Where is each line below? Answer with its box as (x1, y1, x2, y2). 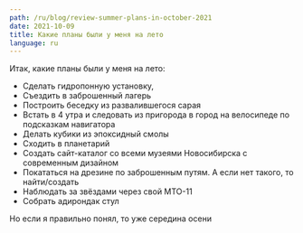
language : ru (9, 38, 59, 48)
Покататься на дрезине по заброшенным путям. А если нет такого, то (22, 167, 294, 178)
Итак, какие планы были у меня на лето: (9, 63, 166, 74)
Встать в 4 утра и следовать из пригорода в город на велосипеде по (22, 109, 290, 120)
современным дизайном (22, 157, 119, 168)
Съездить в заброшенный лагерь (22, 90, 152, 101)
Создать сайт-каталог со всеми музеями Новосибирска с (22, 148, 248, 159)
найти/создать (22, 177, 80, 188)
